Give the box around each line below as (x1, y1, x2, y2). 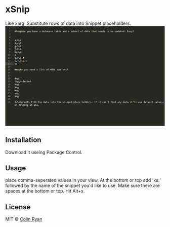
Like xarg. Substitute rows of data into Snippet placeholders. (5, 20, 132, 26)
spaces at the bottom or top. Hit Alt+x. (5, 188, 85, 194)
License (5, 203, 31, 211)
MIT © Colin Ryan (5, 216, 42, 222)
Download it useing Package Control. (5, 149, 82, 155)
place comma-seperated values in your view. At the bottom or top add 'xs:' (5, 177, 161, 183)
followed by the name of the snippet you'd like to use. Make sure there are (5, 182, 160, 188)
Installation (5, 136, 41, 144)
